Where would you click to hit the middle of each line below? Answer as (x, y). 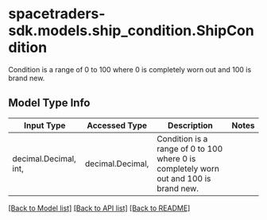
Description (190, 125)
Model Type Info (49, 103)
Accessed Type (117, 125)
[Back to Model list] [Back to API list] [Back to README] (99, 208)
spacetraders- (57, 14)
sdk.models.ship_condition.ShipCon (131, 31)
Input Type (44, 125)
